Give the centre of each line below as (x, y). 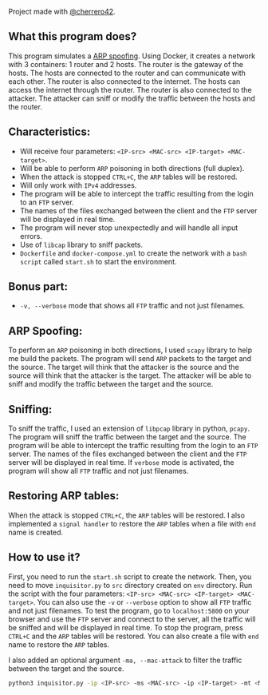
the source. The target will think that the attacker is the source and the (124, 367)
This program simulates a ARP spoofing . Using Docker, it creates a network (132, 56)
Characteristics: (49, 132)
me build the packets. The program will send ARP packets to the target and (130, 359)
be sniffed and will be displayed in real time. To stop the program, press (126, 627)
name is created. (36, 532)
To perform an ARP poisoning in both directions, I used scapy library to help (130, 350)
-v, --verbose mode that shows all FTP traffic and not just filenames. (132, 306)
